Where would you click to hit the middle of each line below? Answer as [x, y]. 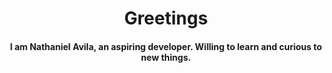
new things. [166, 57]
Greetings [166, 18]
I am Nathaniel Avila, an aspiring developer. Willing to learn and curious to [166, 46]
